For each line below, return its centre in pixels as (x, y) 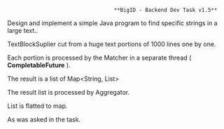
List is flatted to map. (37, 106)
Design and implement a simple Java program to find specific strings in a (113, 23)
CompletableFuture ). (39, 65)
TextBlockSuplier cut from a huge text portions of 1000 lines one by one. (112, 44)
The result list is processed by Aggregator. (69, 92)
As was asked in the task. (44, 120)
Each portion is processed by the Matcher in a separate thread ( (99, 57)
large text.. (23, 30)
